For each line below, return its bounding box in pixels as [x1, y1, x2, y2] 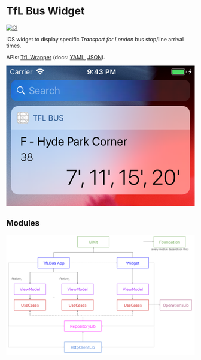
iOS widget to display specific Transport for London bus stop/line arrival [6, 35, 184, 43]
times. [6, 42, 22, 49]
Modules [6, 218, 40, 229]
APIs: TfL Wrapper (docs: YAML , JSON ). [6, 53, 106, 61]
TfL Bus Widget [6, 4, 85, 18]
